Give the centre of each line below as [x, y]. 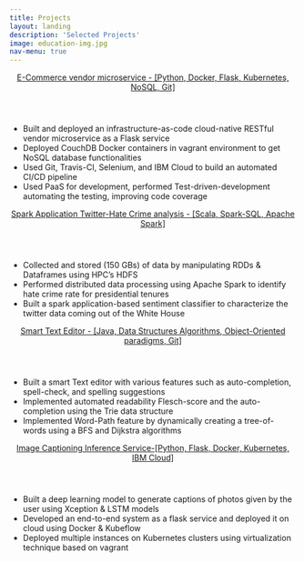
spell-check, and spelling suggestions [94, 392]
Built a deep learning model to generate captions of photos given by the [157, 499]
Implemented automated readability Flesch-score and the [130, 402]
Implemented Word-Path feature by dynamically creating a [132, 421]
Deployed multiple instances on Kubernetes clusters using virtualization [157, 538]
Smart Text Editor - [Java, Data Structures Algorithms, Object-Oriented [153, 331]
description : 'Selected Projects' [75, 35]
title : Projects [40, 18]
